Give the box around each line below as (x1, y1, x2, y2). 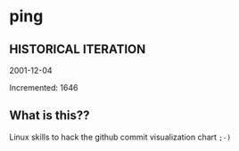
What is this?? (9, 108, 90, 123)
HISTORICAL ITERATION (9, 42, 146, 57)
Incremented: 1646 (9, 83, 78, 92)
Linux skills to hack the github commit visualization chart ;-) (9, 131, 232, 142)
